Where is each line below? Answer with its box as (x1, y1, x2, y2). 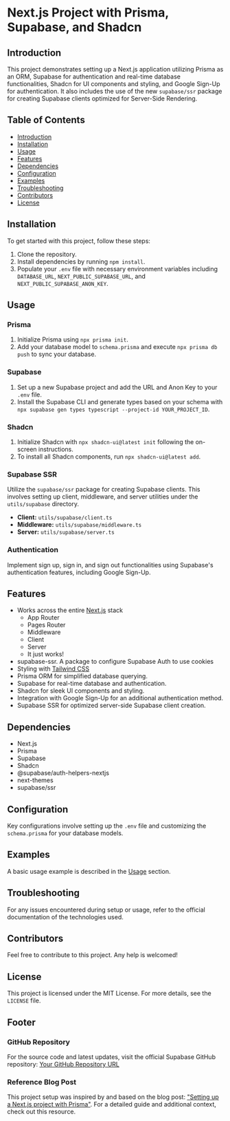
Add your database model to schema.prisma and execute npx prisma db (16, 343, 218, 351)
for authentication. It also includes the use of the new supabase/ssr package (7, 87, 222, 95)
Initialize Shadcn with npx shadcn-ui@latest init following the (16, 437, 194, 446)
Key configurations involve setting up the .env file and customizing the (7, 821, 207, 830)
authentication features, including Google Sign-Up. (7, 568, 151, 576)
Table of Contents (7, 114, 86, 126)
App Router (27, 614, 60, 622)
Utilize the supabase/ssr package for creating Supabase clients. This (7, 485, 200, 494)
